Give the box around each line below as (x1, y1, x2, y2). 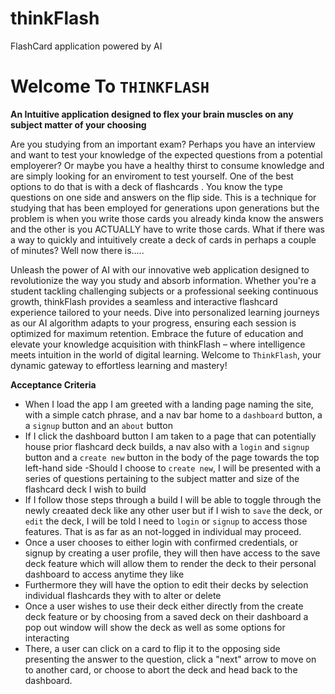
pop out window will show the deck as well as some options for (24, 621, 286, 633)
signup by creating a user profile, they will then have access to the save (24, 547, 321, 559)
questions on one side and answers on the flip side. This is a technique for (10, 191, 317, 203)
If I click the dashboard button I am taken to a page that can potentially (24, 430, 317, 442)
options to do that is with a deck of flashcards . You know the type (10, 180, 283, 192)
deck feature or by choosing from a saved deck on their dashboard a (24, 610, 309, 622)
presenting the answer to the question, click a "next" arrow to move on (24, 653, 317, 665)
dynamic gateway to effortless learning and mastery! (10, 359, 228, 371)
